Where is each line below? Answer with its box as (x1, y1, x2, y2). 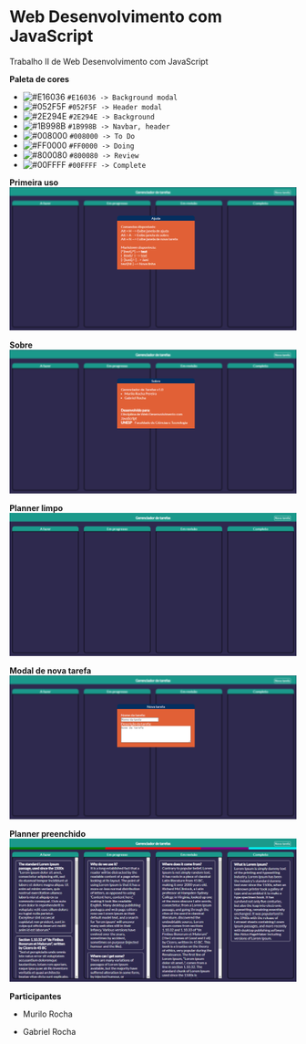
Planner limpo (9, 502, 64, 513)
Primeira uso (9, 176, 59, 188)
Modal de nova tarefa (9, 665, 92, 676)
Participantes (9, 991, 62, 1002)
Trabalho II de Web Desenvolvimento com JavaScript (9, 56, 209, 67)
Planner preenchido (9, 828, 87, 839)
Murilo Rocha (22, 1008, 73, 1019)
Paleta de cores (9, 73, 70, 84)
